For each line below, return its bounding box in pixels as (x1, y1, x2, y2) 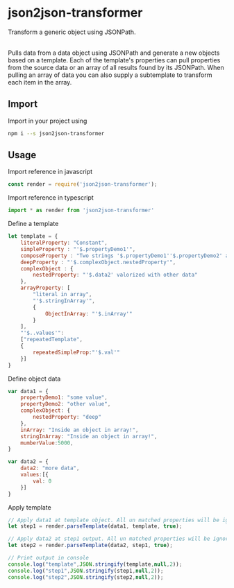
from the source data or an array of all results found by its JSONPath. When (8, 63, 224, 71)
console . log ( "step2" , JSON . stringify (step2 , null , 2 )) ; (8, 573, 164, 580)
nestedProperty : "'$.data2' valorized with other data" (33, 272, 198, 279)
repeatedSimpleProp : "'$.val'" (33, 349, 120, 356)
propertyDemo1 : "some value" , (20, 394, 108, 401)
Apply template (8, 503, 51, 511)
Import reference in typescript (8, 193, 94, 202)
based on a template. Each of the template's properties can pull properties (8, 55, 221, 64)
